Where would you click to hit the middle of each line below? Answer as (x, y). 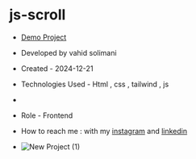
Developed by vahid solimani (69, 52)
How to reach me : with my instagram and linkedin (104, 131)
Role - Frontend (47, 115)
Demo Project (44, 37)
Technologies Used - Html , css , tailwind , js (95, 84)
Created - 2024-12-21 (57, 68)
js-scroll (38, 15)
